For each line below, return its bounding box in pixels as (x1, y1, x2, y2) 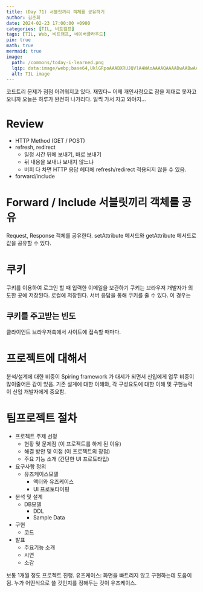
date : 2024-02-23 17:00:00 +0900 (6, 20, 91, 26)
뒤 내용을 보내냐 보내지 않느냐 (24, 158, 94, 166)
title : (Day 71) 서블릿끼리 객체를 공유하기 (6, 8, 105, 15)
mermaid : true (6, 48, 42, 54)
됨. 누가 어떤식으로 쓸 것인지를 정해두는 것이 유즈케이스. (6, 579, 137, 587)
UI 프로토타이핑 (33, 485, 69, 493)
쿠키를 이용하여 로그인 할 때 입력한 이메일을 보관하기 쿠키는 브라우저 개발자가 (6, 284, 187, 291)
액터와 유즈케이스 (33, 478, 74, 485)
